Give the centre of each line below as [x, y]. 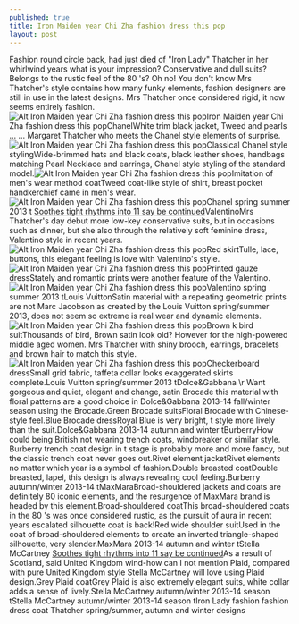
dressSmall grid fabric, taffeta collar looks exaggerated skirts [121, 373]
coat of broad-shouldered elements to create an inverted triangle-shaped [144, 535]
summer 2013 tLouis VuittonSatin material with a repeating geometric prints [148, 297]
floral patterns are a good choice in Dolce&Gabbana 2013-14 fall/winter [140, 401]
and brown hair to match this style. [73, 354]
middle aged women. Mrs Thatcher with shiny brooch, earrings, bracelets [144, 344]
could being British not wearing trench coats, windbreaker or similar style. [145, 440]
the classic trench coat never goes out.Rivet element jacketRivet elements [145, 459]
